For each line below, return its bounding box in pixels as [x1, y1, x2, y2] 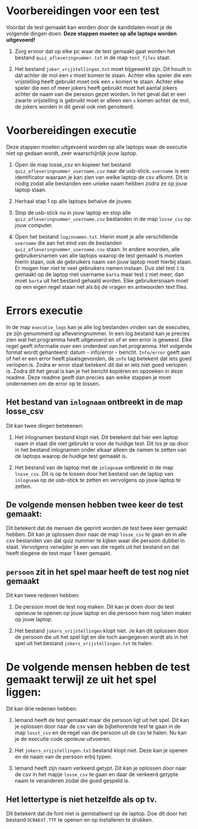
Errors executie [6, 304, 83, 317]
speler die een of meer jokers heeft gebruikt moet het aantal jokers [14, 84, 177, 91]
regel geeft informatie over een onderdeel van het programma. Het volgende [6, 342, 193, 349]
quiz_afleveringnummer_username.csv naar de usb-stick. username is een [14, 167, 190, 174]
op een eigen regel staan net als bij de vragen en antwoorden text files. [14, 283, 188, 290]
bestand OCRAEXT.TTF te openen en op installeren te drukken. [6, 817, 154, 823]
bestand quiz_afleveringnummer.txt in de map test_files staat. [14, 54, 171, 61]
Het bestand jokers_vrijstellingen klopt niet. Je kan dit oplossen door [14, 628, 189, 635]
